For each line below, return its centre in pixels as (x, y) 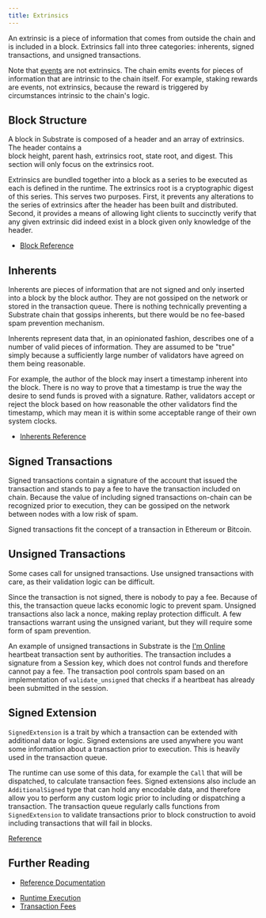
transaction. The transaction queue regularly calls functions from (114, 806)
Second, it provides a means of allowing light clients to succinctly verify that (133, 214)
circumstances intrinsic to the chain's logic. (79, 95)
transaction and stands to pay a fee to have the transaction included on (124, 489)
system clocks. (33, 421)
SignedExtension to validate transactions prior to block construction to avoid (132, 814)
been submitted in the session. (58, 688)
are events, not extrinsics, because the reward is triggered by (108, 87)
